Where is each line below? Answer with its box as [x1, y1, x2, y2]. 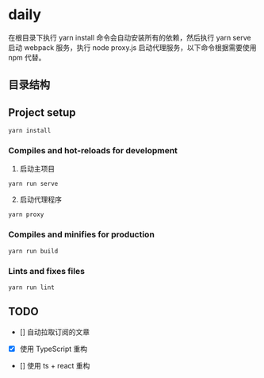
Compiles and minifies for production [8, 229, 155, 240]
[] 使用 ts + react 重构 [19, 361, 90, 370]
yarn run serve [8, 180, 59, 188]
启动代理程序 [19, 195, 62, 204]
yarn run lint [8, 283, 55, 291]
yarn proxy [8, 210, 44, 219]
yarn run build [8, 247, 59, 255]
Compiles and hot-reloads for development [8, 145, 178, 156]
